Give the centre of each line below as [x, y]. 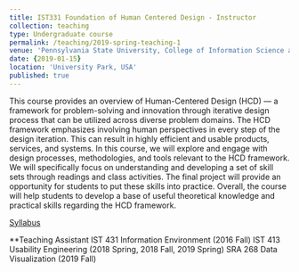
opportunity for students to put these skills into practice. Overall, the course [148, 186]
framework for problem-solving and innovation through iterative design [139, 110]
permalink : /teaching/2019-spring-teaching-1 [95, 42]
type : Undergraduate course [61, 34]
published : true [39, 76]
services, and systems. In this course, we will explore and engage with [139, 148]
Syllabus [25, 222]
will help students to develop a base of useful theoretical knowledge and [142, 195]
